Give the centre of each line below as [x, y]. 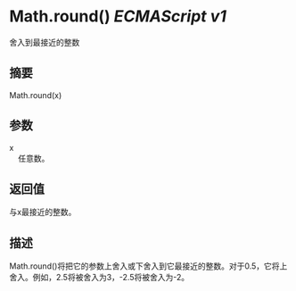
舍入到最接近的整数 [45, 42]
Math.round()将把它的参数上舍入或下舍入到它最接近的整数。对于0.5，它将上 [148, 266]
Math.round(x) [36, 95]
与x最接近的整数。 [43, 212]
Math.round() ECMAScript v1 [118, 17]
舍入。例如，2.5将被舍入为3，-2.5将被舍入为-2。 [99, 278]
